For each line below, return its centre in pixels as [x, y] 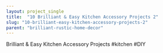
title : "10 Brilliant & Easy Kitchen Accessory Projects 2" [82, 17]
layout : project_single [35, 11]
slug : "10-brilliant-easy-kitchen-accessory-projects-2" [77, 22]
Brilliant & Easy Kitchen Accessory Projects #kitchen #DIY [76, 44]
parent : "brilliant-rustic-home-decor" [55, 28]
